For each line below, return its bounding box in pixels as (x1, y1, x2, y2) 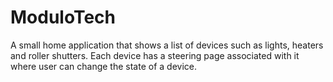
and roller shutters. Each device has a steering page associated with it (10, 49, 300, 61)
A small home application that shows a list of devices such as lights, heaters (10, 39, 324, 51)
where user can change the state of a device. (10, 60, 197, 72)
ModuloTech (10, 6, 116, 29)
